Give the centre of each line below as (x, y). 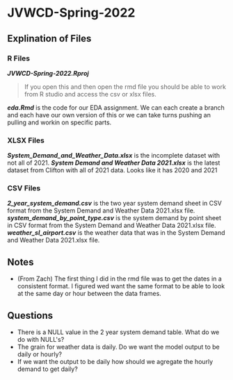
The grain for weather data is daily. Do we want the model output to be (119, 347)
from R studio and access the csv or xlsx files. (90, 94)
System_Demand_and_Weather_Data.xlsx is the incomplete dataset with (114, 156)
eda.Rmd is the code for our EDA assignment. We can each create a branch (116, 107)
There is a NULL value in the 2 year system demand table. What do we (118, 332)
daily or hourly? (40, 354)
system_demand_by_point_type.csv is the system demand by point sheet (114, 218)
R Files (18, 58)
